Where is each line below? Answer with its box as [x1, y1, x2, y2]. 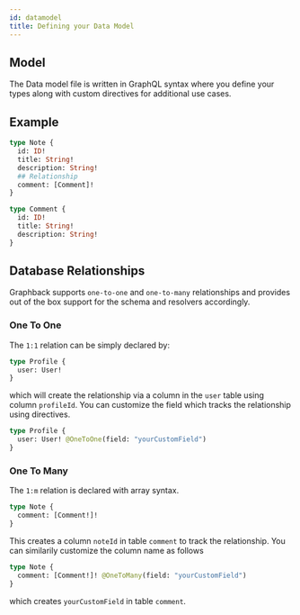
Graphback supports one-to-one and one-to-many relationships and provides [9, 287, 290, 298]
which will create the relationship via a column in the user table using [9, 390, 265, 401]
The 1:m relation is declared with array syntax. [9, 485, 180, 496]
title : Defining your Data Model [9, 22, 135, 31]
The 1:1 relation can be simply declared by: [9, 339, 171, 350]
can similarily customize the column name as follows [9, 545, 204, 556]
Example [9, 114, 59, 130]
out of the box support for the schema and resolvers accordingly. [9, 296, 251, 307]
